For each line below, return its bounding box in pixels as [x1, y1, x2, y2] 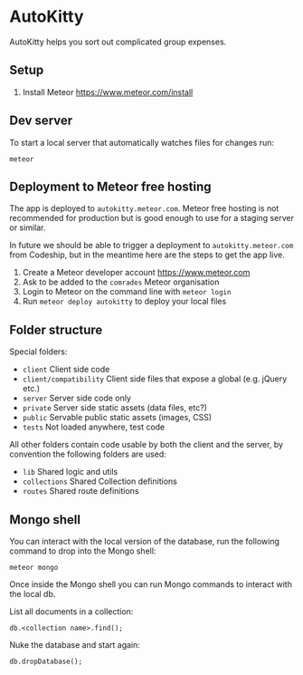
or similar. [9, 222, 46, 233]
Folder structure [9, 322, 103, 337]
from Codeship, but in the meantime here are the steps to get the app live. [9, 249, 285, 260]
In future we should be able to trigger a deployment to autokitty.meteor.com [9, 240, 294, 251]
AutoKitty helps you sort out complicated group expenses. [9, 36, 227, 47]
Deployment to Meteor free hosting [9, 178, 212, 194]
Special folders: [9, 346, 68, 357]
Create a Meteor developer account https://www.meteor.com [22, 267, 251, 278]
